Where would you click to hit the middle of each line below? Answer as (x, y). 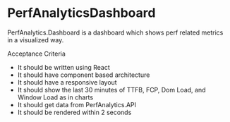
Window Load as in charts (55, 97)
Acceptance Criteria (36, 54)
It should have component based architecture (84, 75)
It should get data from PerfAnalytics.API (77, 104)
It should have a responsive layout (67, 82)
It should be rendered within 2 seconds (74, 112)
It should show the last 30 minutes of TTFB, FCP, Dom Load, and (111, 90)
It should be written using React (64, 67)
